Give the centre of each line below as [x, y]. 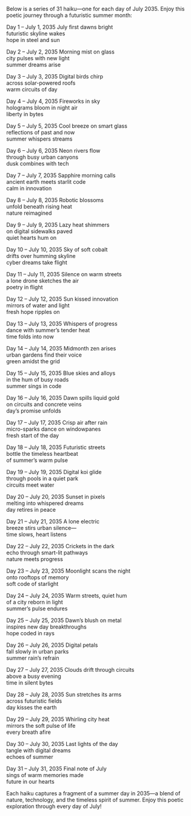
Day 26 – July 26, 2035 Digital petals [52, 645]
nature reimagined [29, 213]
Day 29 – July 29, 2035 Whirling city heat [58, 719]
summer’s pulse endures [37, 609]
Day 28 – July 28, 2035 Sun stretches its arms [64, 694]
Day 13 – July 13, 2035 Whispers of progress [62, 324]
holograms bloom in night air [42, 108]
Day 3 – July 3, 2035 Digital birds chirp [55, 76]
